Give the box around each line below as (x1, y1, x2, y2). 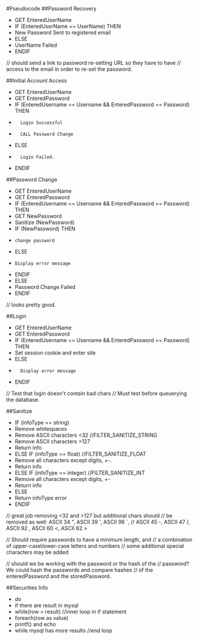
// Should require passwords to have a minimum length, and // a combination (6, 536, 193, 543)
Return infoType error (14, 495, 67, 501)
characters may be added (6, 549, 69, 555)
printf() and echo (14, 620, 56, 628)
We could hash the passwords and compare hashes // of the (6, 567, 154, 573)
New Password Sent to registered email (14, 29, 111, 36)
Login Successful (20, 120, 63, 126)
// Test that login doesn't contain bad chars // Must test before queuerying (6, 390, 187, 397)
